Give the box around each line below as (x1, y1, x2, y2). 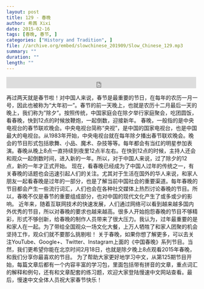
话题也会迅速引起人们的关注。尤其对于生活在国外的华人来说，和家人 (27, 169, 198, 177)
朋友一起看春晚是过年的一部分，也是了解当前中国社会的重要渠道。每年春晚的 (6, 177, 198, 185)
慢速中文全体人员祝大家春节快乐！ (16, 276, 102, 283)
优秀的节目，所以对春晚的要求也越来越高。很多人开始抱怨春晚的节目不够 (11, 208, 192, 215)
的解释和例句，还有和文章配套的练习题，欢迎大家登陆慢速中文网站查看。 (6, 268, 187, 276)
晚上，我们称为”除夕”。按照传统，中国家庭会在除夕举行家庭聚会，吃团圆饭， (6, 109, 197, 116)
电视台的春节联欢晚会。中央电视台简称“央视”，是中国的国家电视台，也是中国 (6, 124, 197, 131)
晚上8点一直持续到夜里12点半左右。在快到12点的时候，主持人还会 (32, 147, 196, 154)
